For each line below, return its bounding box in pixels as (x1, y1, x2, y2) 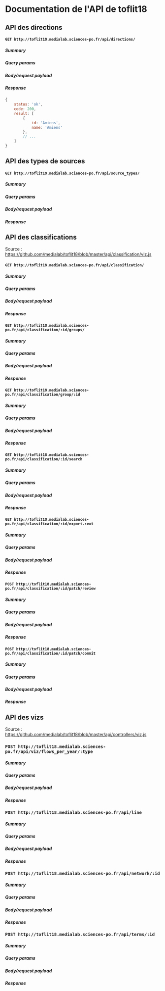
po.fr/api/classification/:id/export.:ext (5, 521, 94, 527)
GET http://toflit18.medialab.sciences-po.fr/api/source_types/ (5, 171, 140, 176)
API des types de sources (5, 157, 85, 165)
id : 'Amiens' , (31, 120, 61, 125)
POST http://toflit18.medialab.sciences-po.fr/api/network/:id (5, 871, 160, 877)
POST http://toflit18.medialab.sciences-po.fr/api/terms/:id (5, 932, 155, 938)
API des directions (5, 23, 63, 32)
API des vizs (5, 713, 44, 721)
